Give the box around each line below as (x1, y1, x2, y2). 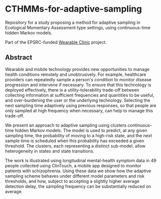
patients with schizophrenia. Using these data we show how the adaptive (5, 168, 152, 174)
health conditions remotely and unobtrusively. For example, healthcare (5, 72, 146, 77)
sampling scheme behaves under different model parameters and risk (5, 173, 145, 179)
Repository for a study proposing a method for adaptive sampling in (5, 19, 141, 25)
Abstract (5, 54, 33, 62)
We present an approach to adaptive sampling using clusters (5, 122, 127, 128)
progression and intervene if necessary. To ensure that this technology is (5, 82, 152, 88)
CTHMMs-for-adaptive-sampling (5, 3, 142, 15)
